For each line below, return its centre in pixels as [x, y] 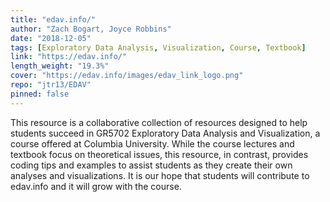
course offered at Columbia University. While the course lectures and [152, 143]
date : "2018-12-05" [51, 38]
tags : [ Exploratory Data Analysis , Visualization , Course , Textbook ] [158, 47]
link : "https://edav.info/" [69, 57]
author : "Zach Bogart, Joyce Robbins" [91, 29]
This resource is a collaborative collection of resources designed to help [159, 122]
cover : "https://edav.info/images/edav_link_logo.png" [127, 76]
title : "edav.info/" [53, 19]
